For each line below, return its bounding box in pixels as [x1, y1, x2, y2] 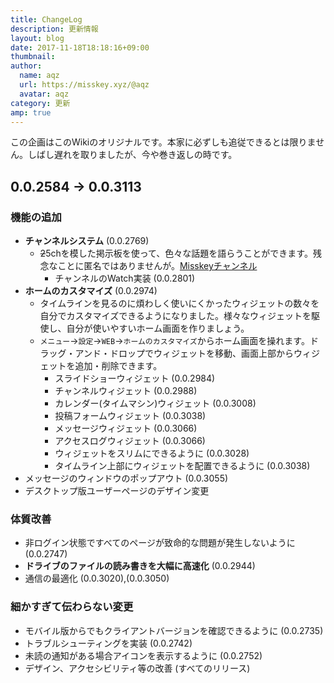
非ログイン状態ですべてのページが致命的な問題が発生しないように [24, 537, 296, 549]
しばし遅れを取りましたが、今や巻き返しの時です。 [27, 149, 238, 161]
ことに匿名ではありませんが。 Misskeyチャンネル [57, 260, 258, 272]
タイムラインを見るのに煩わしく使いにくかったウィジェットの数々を [39, 297, 320, 310]
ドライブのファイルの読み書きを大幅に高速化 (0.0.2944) [24, 560, 256, 572]
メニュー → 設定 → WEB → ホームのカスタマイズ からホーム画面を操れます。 [39, 335, 310, 347]
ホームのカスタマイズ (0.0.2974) [24, 285, 158, 297]
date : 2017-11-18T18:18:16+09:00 [10, 42, 150, 53]
